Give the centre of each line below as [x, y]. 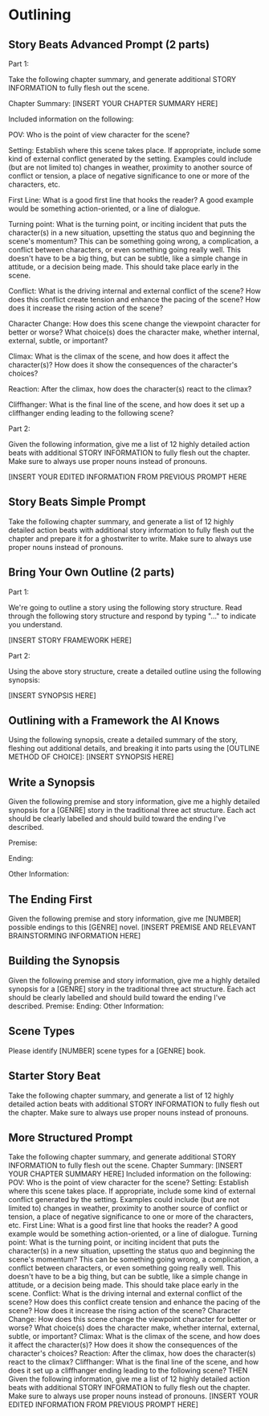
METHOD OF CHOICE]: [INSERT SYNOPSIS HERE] [91, 757]
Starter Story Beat [55, 1076]
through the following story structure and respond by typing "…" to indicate [132, 616]
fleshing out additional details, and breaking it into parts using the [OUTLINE [134, 749]
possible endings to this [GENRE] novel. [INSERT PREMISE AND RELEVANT [132, 927]
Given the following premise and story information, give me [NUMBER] [125, 919]
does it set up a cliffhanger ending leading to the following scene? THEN [128, 1371]
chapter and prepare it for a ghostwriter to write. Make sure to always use [130, 538]
